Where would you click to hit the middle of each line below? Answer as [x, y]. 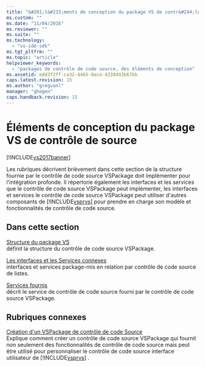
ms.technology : [26, 40]
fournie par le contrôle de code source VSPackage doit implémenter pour [99, 175]
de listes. [18, 273]
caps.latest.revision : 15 [39, 80]
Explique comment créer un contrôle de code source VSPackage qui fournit [101, 338]
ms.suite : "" [23, 35]
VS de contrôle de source [72, 140]
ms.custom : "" [24, 18]
